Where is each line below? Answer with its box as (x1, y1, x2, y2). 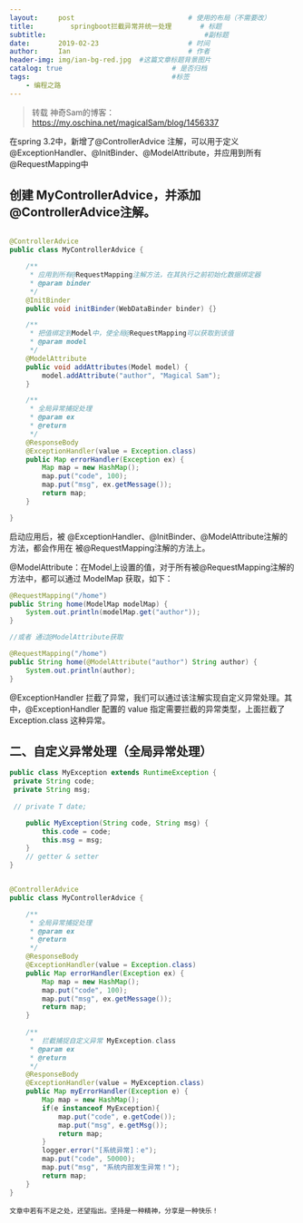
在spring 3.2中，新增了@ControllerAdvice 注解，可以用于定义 (9, 135, 239, 146)
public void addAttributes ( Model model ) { (25, 362, 189, 372)
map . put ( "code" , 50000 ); (42, 1154, 136, 1164)
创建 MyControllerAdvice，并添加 (9, 188, 201, 203)
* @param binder (29, 279, 92, 288)
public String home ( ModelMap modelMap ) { (9, 600, 169, 609)
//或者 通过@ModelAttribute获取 (9, 632, 124, 642)
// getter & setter (25, 852, 100, 862)
